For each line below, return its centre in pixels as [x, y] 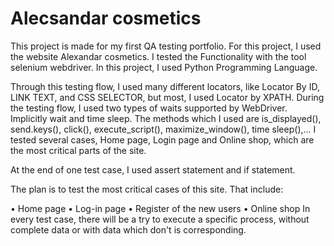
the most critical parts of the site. [78, 150]
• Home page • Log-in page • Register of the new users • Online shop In [160, 208]
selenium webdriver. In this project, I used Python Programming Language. [164, 67]
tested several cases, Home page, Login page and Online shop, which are [162, 139]
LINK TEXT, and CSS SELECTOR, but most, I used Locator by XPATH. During [167, 97]
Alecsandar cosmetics [106, 18]
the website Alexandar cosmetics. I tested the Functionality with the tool [158, 56]
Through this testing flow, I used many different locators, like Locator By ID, [165, 86]
